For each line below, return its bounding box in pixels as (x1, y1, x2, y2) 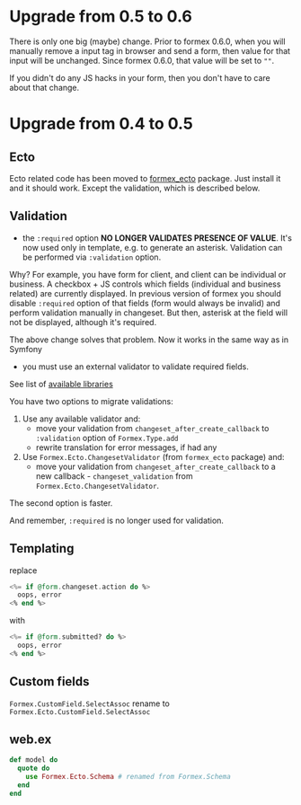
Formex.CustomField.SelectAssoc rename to (9, 698, 171, 709)
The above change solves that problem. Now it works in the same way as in (9, 334, 289, 345)
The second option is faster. (9, 497, 113, 509)
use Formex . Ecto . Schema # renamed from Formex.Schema (25, 773, 231, 782)
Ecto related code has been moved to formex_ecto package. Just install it (9, 172, 281, 183)
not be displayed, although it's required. (9, 316, 157, 327)
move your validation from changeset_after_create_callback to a (35, 461, 276, 472)
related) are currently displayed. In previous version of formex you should (9, 287, 281, 298)
